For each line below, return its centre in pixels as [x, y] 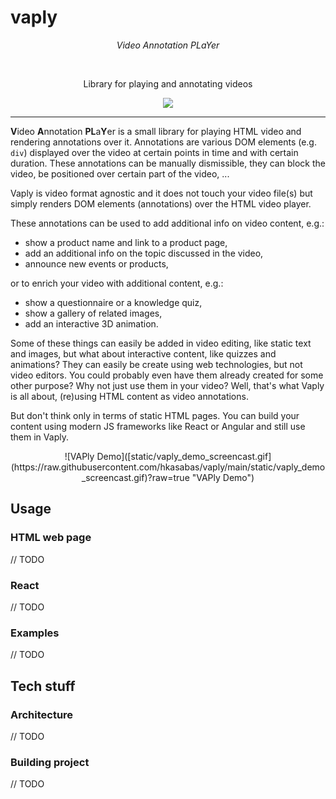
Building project [50, 762]
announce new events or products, [96, 263]
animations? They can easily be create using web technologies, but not [156, 364]
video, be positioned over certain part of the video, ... [120, 173]
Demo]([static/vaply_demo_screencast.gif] [184, 456]
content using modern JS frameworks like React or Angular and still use [158, 426]
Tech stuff [43, 686]
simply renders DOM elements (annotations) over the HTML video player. [161, 203]
